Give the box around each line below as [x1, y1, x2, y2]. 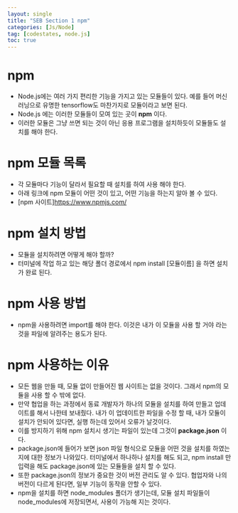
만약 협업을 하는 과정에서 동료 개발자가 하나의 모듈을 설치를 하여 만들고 [17, 399, 213, 408]
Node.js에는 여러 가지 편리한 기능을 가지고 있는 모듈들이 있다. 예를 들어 [17, 92, 215, 100]
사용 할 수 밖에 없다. [31, 391, 87, 399]
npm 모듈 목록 [7, 155, 87, 171]
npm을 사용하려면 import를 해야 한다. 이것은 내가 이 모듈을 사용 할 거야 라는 [17, 320, 227, 329]
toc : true [7, 37, 37, 44]
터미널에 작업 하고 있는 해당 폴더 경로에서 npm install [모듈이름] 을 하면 [17, 259, 215, 268]
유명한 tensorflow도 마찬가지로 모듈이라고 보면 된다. [42, 101, 188, 110]
